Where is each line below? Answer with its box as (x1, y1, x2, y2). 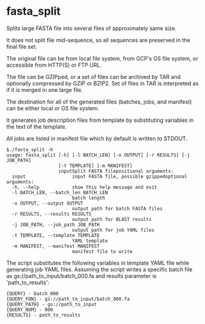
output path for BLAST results (72, 216, 152, 222)
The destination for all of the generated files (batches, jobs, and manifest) (6, 98, 192, 105)
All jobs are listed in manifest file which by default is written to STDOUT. (6, 135, 188, 142)
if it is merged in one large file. (6, 86, 83, 93)
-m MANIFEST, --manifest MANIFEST (12, 243, 100, 249)
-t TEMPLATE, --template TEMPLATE (12, 232, 100, 238)
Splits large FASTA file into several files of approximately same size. (6, 24, 177, 32)
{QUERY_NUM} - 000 (6, 306, 53, 313)
